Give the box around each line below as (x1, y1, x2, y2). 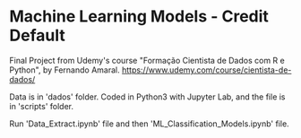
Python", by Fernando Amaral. (9, 65, 120, 75)
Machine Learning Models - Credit (9, 6, 269, 27)
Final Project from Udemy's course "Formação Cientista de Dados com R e (9, 55, 285, 65)
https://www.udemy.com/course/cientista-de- (121, 65, 292, 75)
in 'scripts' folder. (9, 100, 74, 111)
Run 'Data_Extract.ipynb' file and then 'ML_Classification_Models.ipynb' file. (9, 118, 289, 129)
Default (9, 25, 65, 46)
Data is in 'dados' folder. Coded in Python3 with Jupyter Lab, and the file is (9, 91, 286, 102)
